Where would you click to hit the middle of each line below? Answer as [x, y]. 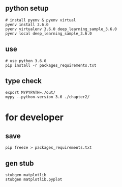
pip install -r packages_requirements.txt [51, 65]
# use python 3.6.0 [26, 61]
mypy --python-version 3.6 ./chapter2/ [48, 97]
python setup [27, 8]
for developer [35, 117]
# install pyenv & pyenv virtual [41, 20]
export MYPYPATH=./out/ [30, 93]
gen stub [20, 163]
